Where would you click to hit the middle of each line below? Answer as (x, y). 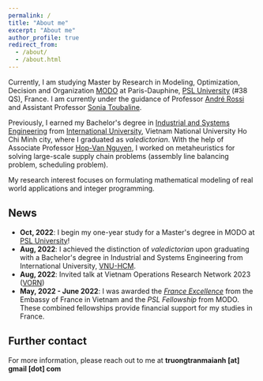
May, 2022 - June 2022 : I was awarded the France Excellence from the (136, 291)
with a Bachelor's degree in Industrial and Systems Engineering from (131, 257)
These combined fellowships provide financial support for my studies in (136, 307)
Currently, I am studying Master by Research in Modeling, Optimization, (124, 82)
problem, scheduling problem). (58, 164)
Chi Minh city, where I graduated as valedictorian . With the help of (116, 139)
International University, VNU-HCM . (78, 266)
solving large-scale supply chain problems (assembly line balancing (118, 156)
